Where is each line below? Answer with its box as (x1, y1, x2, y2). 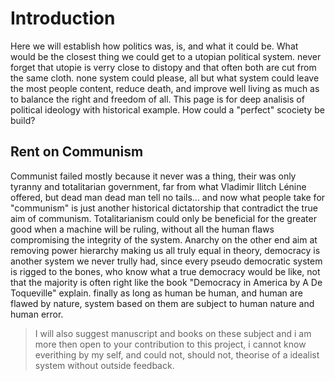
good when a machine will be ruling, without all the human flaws (10, 223, 275, 235)
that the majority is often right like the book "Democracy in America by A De (10, 276, 323, 288)
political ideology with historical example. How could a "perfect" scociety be (10, 103, 325, 116)
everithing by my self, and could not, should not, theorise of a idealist (34, 348, 320, 361)
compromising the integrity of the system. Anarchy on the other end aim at (10, 233, 318, 246)
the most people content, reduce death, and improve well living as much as (10, 82, 320, 94)
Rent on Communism (10, 143, 144, 161)
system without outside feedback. (34, 359, 175, 371)
